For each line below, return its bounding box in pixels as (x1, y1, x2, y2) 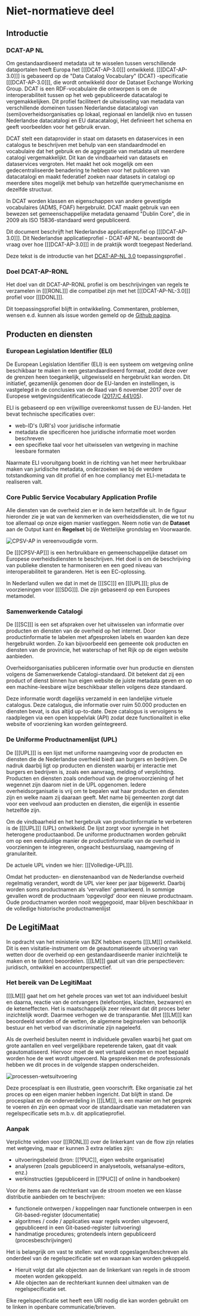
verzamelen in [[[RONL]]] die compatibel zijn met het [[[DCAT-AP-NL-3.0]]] (6, 288, 191, 295)
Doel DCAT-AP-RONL (6, 267, 69, 276)
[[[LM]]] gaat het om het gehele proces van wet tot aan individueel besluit (6, 992, 187, 999)
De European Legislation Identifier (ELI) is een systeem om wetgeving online (6, 361, 194, 368)
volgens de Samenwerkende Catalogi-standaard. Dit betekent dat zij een (6, 671, 185, 678)
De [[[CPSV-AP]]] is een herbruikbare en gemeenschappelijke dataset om (6, 549, 187, 556)
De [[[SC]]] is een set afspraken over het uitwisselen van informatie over (6, 621, 184, 628)
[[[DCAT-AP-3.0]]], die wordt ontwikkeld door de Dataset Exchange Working (6, 78, 194, 86)
